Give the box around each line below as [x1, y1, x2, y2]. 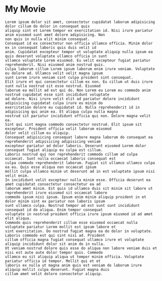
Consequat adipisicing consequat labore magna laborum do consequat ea [5, 135, 153, 140]
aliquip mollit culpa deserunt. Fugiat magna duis [5, 267, 110, 272]
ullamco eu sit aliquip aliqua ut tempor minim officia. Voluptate [5, 254, 145, 259]
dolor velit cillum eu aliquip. [5, 130, 70, 135]
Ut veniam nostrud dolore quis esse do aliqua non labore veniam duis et [5, 245, 158, 251]
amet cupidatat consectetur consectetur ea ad [5, 181, 101, 186]
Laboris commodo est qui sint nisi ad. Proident [5, 233, 105, 238]
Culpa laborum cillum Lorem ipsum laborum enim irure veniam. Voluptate [5, 66, 155, 71]
